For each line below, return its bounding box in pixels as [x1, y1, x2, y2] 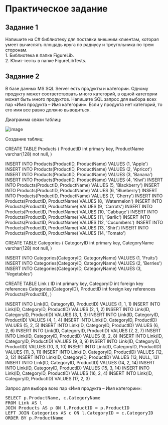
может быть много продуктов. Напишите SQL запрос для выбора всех [5, 96, 157, 102]
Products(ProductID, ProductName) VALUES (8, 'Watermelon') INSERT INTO [5, 198, 162, 204]
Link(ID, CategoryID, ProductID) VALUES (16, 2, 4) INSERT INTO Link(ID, [5, 370, 153, 376]
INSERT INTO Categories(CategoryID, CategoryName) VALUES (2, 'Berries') [5, 260, 162, 266]
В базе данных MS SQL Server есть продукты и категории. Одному [5, 85, 149, 91]
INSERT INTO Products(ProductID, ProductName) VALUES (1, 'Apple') [5, 161, 148, 167]
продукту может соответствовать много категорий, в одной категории [5, 91, 158, 97]
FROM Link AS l [5, 400, 43, 405]
